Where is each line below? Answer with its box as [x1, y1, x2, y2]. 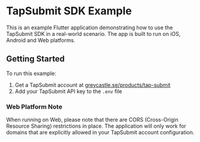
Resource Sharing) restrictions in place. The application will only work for [6, 122, 186, 129]
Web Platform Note [6, 103, 63, 111]
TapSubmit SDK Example [6, 4, 133, 18]
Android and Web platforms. [6, 36, 76, 44]
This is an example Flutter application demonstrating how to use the [6, 24, 173, 31]
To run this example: [6, 70, 57, 77]
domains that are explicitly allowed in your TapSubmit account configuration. [6, 129, 195, 136]
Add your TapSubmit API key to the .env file [14, 88, 122, 95]
